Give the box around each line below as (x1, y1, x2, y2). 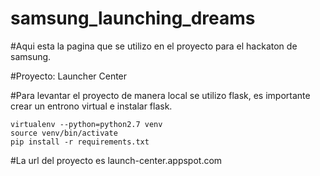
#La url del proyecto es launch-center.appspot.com (10, 154, 223, 166)
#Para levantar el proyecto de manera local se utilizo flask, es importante (10, 89, 311, 101)
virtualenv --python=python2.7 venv (10, 119, 163, 129)
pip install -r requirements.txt (10, 137, 150, 147)
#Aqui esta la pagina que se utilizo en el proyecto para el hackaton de (10, 40, 298, 52)
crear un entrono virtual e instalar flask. (10, 100, 173, 112)
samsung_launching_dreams (10, 7, 256, 30)
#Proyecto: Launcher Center (10, 70, 128, 82)
